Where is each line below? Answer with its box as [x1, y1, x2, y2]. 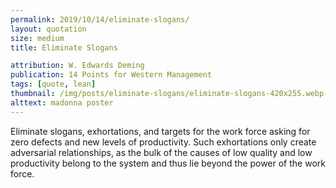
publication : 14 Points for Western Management [10, 70, 213, 80]
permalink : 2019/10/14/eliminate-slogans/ [10, 14, 190, 25]
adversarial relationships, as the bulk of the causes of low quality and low [10, 146, 313, 158]
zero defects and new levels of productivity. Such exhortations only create [10, 136, 317, 148]
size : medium [10, 33, 65, 43]
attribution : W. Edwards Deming [10, 61, 145, 71]
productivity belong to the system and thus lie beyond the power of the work [10, 157, 326, 169]
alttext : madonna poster [10, 97, 114, 108]
